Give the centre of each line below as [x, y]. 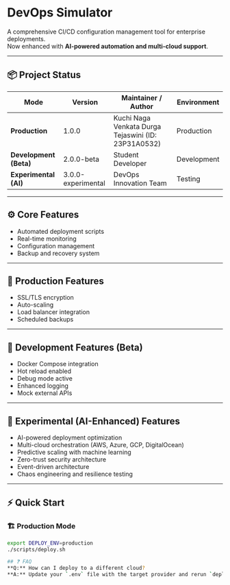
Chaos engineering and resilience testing [75, 474]
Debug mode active [45, 379]
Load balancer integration [53, 312]
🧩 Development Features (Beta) [75, 347]
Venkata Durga [137, 126]
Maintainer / [142, 97]
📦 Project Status [44, 75]
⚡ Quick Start [36, 503]
